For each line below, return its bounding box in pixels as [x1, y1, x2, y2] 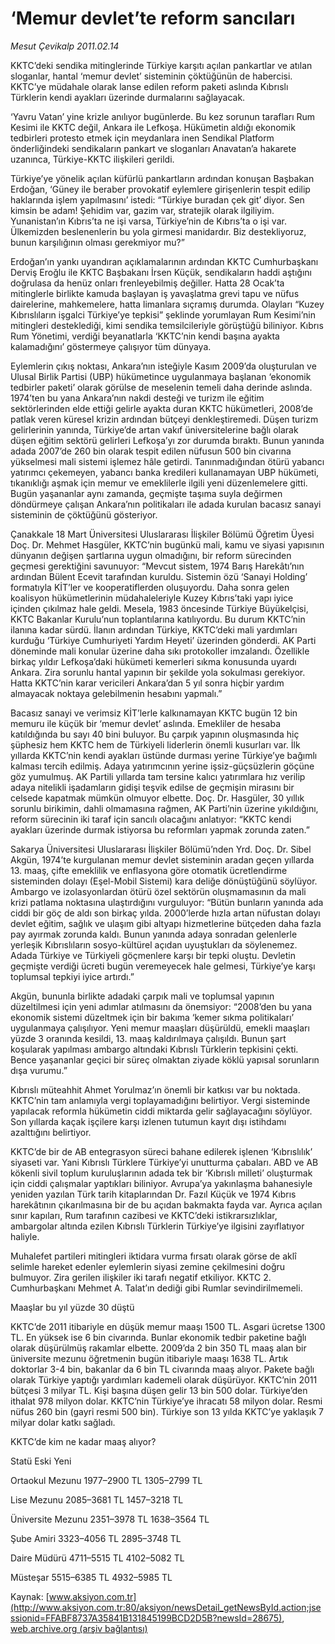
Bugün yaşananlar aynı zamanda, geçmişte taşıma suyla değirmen [10, 487, 283, 499]
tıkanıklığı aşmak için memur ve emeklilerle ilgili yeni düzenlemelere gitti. [10, 477, 308, 489]
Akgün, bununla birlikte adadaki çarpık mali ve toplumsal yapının [10, 990, 275, 1002]
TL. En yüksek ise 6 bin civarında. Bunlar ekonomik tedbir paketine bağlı [10, 1331, 307, 1343]
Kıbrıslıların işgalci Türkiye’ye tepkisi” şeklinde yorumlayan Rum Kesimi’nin [10, 308, 316, 321]
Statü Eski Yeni [10, 1455, 72, 1467]
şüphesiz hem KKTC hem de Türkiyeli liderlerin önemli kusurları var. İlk [10, 738, 301, 751]
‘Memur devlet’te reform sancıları [10, 7, 296, 30]
